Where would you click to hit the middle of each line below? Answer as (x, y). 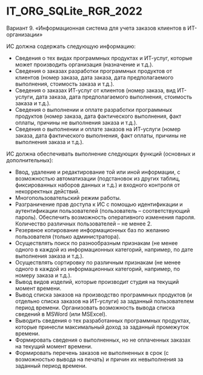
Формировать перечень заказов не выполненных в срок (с (92, 353)
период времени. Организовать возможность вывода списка (95, 308)
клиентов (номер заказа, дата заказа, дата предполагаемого (94, 77)
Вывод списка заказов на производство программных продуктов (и (104, 294)
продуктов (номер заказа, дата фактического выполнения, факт (98, 116)
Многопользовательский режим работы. (68, 198)
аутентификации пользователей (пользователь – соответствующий (102, 210)
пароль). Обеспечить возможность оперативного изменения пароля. (105, 217)
